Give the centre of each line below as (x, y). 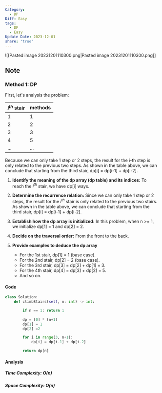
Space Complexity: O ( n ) (30, 385)
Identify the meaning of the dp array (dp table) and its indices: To (79, 180)
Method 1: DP (21, 84)
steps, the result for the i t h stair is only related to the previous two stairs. (85, 201)
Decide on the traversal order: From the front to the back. (71, 236)
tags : (10, 23)
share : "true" (20, 41)
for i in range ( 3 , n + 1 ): (48, 337)
